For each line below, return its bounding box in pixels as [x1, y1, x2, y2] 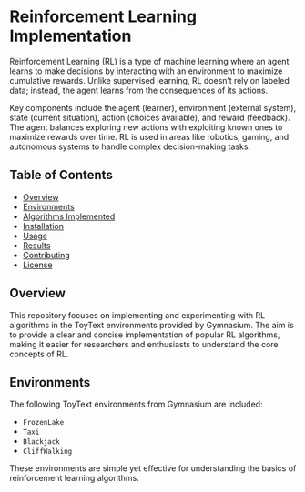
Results [22, 239, 51, 251]
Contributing [22, 249, 70, 260]
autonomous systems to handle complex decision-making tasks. [9, 141, 251, 152]
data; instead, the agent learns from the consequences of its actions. [9, 85, 269, 95]
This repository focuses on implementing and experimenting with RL [9, 309, 266, 320]
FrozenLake [22, 418, 65, 427]
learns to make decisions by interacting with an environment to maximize [9, 65, 283, 76]
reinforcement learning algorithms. [9, 473, 139, 484]
